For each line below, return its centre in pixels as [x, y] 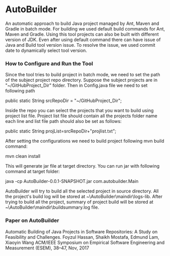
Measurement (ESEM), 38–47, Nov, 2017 [47, 248]
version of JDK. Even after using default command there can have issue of [83, 40]
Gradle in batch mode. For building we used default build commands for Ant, [85, 28]
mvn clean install [23, 156]
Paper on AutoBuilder [32, 220]
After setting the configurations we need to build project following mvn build [85, 141]
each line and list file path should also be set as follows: [63, 121]
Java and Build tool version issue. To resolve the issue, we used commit [80, 45]
